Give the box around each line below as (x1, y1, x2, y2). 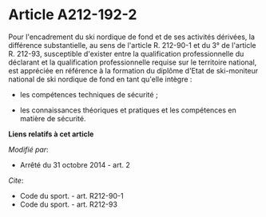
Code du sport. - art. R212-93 (19, 199, 118, 209)
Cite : (8, 176, 24, 185)
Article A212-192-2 (8, 6, 137, 24)
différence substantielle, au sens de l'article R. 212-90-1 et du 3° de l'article (8, 40, 256, 49)
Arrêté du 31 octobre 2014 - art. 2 (19, 160, 130, 169)
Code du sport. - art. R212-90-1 (19, 191, 124, 200)
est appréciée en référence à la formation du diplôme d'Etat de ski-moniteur (8, 65, 259, 75)
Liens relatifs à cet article (8, 129, 94, 139)
